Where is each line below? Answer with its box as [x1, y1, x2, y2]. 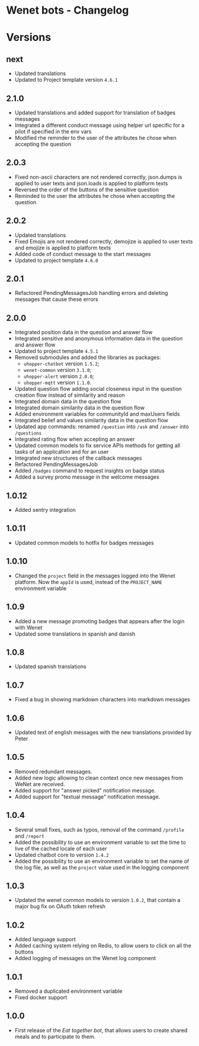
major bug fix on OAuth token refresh [14, 903, 105, 910]
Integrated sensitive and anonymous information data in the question [14, 335, 183, 342]
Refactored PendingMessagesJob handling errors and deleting [14, 290, 168, 297]
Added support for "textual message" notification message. [14, 793, 161, 800]
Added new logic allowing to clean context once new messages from [14, 774, 184, 781]
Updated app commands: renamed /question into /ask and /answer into [14, 423, 190, 430]
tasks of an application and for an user [14, 448, 109, 455]
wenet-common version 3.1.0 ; [23, 367, 92, 374]
